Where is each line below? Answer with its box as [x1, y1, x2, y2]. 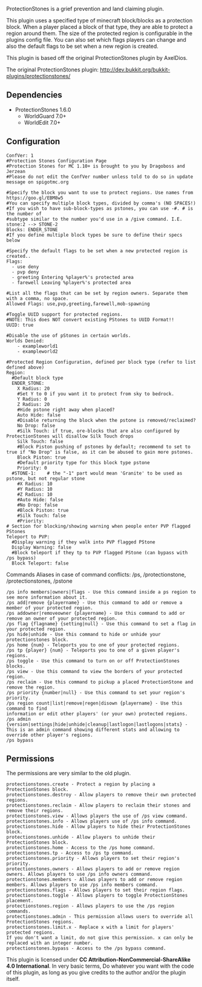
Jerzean [6, 168, 26, 174]
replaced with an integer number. [6, 940, 94, 946]
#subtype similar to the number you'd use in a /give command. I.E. [6, 216, 183, 222]
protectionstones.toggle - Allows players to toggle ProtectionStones [6, 893, 188, 899]
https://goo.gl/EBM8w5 [6, 195, 64, 201]
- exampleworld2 [17, 348, 59, 355]
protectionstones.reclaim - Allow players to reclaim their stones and [6, 802, 191, 808]
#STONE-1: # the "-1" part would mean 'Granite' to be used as [11, 470, 183, 476]
